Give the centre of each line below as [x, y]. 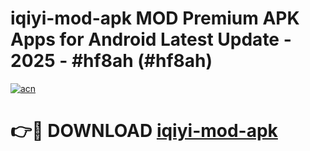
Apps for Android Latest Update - [151, 39]
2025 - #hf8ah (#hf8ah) [111, 61]
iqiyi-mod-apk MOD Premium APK [155, 18]
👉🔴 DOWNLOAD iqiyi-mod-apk [144, 131]
